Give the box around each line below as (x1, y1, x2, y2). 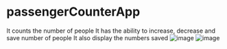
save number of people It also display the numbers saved (6, 33, 169, 42)
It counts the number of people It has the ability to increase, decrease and (6, 27, 216, 35)
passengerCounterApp (6, 4, 141, 20)
